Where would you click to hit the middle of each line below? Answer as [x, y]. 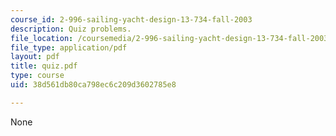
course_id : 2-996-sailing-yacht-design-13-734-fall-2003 [131, 19]
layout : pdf [35, 57]
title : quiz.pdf [44, 66]
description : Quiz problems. [71, 29]
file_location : [42, 38]
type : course [37, 76]
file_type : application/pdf [69, 47]
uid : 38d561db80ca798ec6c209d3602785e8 [93, 85]
